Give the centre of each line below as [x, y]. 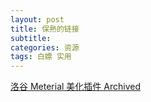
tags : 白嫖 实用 [41, 57]
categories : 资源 [45, 47]
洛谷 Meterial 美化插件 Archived [75, 87]
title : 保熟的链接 [45, 29]
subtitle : [31, 38]
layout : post [37, 19]
